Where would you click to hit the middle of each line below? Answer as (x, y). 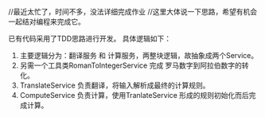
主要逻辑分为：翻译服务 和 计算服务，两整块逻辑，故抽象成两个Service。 (139, 55)
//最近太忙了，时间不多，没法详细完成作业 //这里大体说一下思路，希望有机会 (133, 12)
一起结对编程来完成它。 (47, 21)
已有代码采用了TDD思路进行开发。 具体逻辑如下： (90, 39)
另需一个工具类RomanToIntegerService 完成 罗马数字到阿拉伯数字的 (131, 65)
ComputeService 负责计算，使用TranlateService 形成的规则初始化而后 (134, 95)
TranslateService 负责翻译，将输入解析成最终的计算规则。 (115, 85)
